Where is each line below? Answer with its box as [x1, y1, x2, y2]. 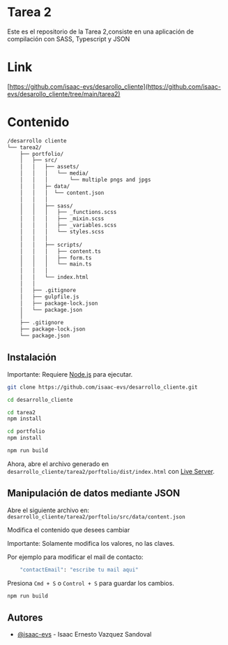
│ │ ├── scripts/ [20, 241, 82, 248]
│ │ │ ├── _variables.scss [20, 222, 117, 229]
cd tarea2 [7, 409, 36, 416]
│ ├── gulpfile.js [20, 293, 79, 300]
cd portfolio [7, 428, 45, 435]
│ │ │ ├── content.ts [20, 247, 101, 255]
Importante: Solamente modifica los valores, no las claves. [7, 539, 175, 547]
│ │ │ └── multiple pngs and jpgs [20, 176, 151, 184]
